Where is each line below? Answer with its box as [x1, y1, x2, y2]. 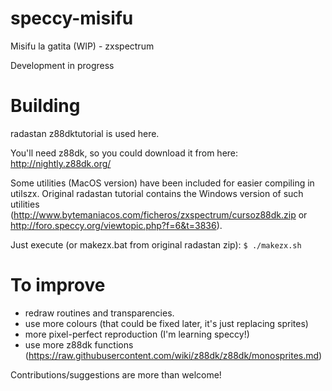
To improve [10, 274, 106, 297]
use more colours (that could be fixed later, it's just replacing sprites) [24, 317, 309, 329]
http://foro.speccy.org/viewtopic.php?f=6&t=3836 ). [10, 219, 223, 231]
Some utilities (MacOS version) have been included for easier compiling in [10, 177, 315, 189]
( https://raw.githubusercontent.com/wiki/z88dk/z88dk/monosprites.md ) [24, 349, 323, 361]
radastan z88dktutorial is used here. [10, 127, 160, 139]
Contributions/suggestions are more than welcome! [10, 368, 222, 381]
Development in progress [10, 59, 115, 71]
